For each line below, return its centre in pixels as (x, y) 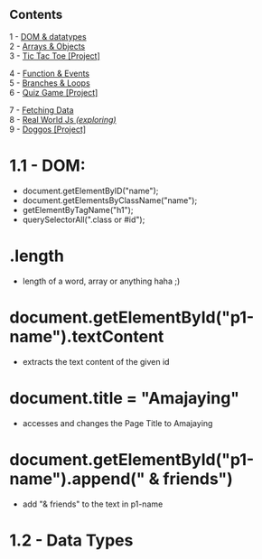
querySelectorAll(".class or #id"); (84, 219)
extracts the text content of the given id (96, 361)
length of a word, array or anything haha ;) (101, 281)
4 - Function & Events (50, 73)
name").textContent (87, 336)
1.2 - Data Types (71, 540)
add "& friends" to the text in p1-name (93, 504)
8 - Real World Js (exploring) (63, 119)
